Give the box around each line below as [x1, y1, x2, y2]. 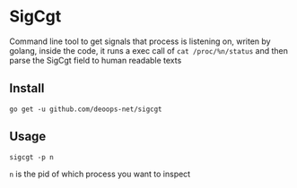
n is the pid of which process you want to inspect [9, 168, 191, 179]
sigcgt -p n [9, 152, 54, 162]
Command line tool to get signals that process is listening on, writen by [9, 36, 271, 47]
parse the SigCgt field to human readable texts [9, 55, 182, 65]
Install [9, 81, 45, 96]
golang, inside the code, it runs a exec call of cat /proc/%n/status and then [9, 45, 289, 56]
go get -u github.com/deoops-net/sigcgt [9, 105, 163, 114]
